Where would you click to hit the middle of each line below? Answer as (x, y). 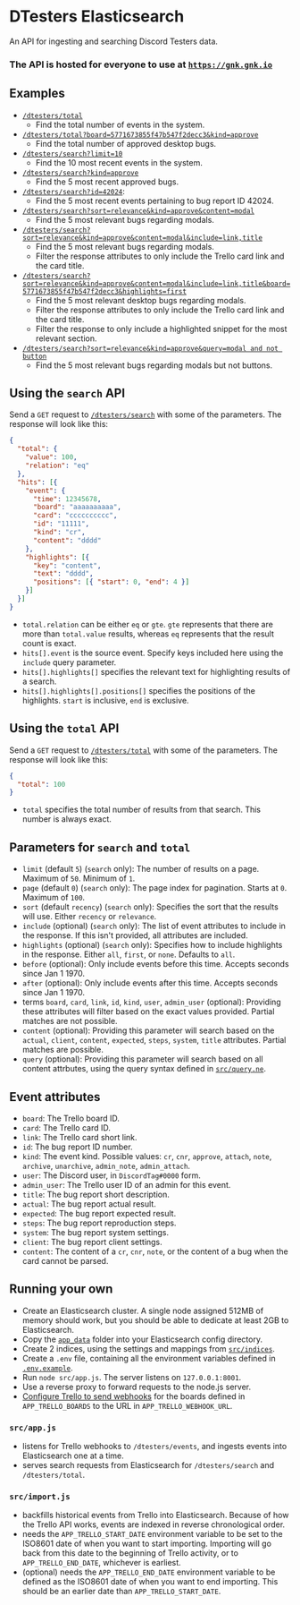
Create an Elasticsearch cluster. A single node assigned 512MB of (143, 1310)
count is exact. (49, 643)
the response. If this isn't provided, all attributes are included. (135, 935)
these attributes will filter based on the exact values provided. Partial (148, 1012)
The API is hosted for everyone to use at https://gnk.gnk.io (141, 64)
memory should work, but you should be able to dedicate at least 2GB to (155, 1320)
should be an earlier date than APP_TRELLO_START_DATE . (121, 1592)
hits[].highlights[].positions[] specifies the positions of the (139, 690)
